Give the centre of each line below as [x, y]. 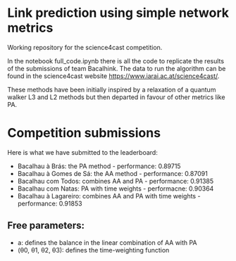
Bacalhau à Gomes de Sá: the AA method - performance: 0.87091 [112, 173]
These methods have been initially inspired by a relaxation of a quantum [112, 89]
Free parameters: [46, 225]
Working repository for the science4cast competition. [85, 47]
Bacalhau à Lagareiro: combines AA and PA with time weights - [109, 196]
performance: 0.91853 [50, 203]
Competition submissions [84, 133]
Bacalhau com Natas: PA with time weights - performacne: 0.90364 [116, 189]
